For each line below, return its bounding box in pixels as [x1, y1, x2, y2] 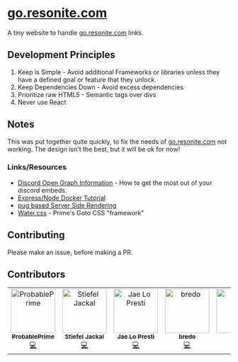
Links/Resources [7, 162, 67, 172]
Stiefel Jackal [64, 333, 104, 341]
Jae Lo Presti [117, 333, 154, 341]
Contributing [7, 229, 65, 242]
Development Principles [7, 49, 115, 61]
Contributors [7, 268, 66, 281]
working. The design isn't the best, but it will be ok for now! [7, 145, 181, 153]
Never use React [17, 98, 67, 106]
